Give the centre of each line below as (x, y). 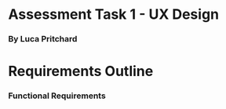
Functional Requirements (57, 96)
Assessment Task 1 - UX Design (114, 15)
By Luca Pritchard (43, 39)
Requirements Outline (81, 71)
